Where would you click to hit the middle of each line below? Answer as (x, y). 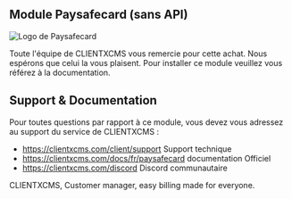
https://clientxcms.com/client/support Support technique (127, 149)
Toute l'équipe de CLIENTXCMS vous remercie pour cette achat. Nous (138, 54)
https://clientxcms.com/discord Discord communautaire (125, 168)
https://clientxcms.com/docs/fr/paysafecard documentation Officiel (146, 158)
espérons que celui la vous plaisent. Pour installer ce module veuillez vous (146, 62)
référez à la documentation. (60, 72)
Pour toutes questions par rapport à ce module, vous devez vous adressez (146, 122)
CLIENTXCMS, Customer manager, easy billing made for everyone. (132, 185)
